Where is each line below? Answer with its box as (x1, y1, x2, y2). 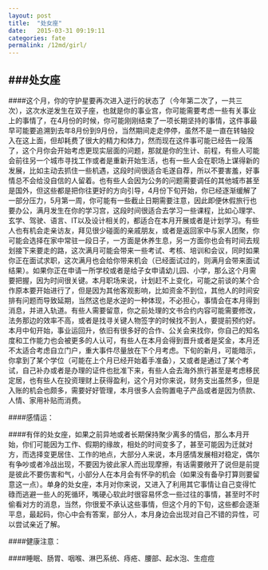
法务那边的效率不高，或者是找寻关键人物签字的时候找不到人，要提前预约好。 (8, 315, 260, 325)
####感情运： (8, 413, 54, 422)
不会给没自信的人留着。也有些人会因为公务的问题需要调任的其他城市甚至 (22, 175, 260, 185)
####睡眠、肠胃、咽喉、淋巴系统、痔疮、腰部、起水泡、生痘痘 (8, 553, 215, 563)
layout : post (8, 11, 52, 20)
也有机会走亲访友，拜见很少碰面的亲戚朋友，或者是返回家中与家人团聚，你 (14, 225, 260, 235)
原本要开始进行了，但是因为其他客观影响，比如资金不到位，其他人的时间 (14, 285, 253, 295)
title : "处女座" (8, 19, 62, 27)
